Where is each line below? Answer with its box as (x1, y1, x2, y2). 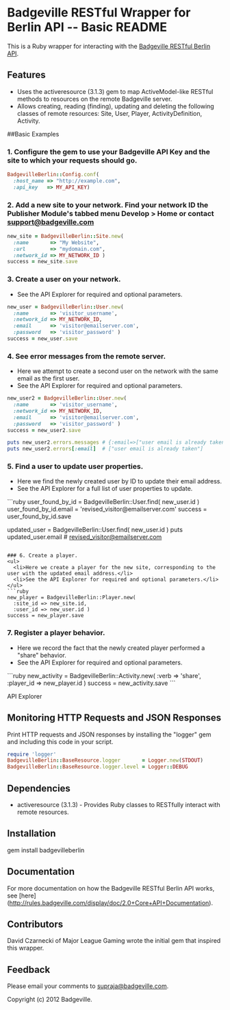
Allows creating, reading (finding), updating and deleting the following (16, 101, 214, 110)
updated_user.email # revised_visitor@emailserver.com (7, 533, 162, 541)
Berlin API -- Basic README (7, 19, 168, 35)
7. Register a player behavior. (7, 628, 105, 638)
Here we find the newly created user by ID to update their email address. (16, 477, 222, 485)
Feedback (7, 963, 51, 975)
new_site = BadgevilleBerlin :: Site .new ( (7, 232, 125, 239)
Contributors (7, 919, 64, 930)
